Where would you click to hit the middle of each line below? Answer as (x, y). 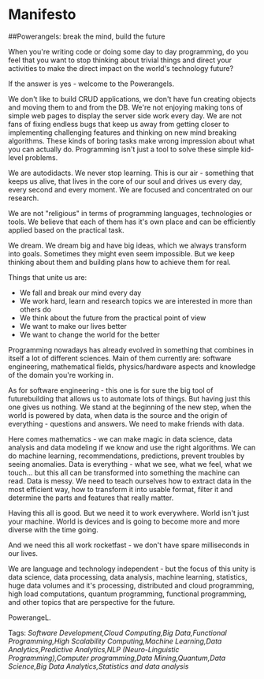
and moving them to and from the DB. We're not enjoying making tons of (126, 107)
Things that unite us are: (48, 277)
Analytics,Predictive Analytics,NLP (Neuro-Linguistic (94, 649)
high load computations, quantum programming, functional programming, (127, 594)
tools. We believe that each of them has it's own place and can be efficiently (132, 222)
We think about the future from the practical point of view (113, 318)
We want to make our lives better (73, 326)
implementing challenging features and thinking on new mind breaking (123, 132)
